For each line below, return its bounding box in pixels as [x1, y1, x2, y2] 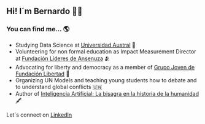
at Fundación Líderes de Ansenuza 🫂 [15, 55, 110, 62]
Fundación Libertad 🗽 [15, 70, 70, 77]
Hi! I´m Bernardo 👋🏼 [6, 6, 83, 17]
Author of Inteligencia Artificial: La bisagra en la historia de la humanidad [15, 90, 199, 97]
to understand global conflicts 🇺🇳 [15, 83, 102, 90]
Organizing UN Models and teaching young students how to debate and [15, 76, 197, 83]
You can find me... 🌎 [6, 25, 69, 34]
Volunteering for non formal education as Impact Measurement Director [15, 47, 196, 55]
